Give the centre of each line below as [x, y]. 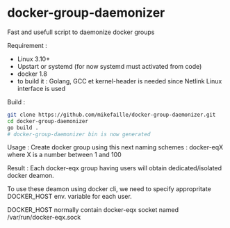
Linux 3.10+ [34, 59]
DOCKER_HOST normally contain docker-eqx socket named [93, 210]
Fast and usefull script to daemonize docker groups [81, 32]
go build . [23, 128]
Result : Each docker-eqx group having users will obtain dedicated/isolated [115, 168]
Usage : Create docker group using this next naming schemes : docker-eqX [115, 147]
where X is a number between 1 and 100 [64, 155]
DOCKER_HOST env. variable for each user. [69, 197]
